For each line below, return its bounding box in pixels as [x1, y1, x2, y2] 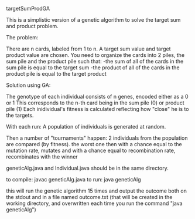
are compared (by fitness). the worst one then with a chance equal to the [6, 141, 183, 147]
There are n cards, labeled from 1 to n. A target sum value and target [6, 45, 171, 52]
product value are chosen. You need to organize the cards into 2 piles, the [6, 52, 185, 58]
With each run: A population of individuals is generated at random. [6, 123, 166, 130]
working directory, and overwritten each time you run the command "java [6, 200, 183, 207]
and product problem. [6, 23, 59, 29]
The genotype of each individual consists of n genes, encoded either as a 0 [6, 93, 189, 100]
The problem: [6, 34, 39, 41]
